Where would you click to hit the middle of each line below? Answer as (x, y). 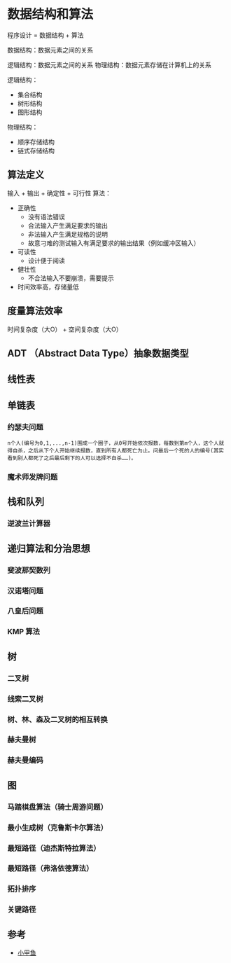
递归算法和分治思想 (49, 548)
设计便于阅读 (46, 261)
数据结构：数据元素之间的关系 (50, 50)
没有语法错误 (46, 216)
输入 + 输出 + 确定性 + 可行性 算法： (59, 193)
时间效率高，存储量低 (48, 286)
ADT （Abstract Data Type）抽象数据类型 (98, 353)
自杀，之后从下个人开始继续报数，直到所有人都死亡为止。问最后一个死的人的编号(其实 (118, 451)
